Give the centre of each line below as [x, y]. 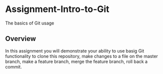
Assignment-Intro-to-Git [57, 9]
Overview [21, 39]
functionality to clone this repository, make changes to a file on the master [82, 56]
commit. [13, 66]
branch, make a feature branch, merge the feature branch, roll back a [76, 61]
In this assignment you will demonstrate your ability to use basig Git [75, 50]
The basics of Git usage [30, 23]
